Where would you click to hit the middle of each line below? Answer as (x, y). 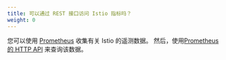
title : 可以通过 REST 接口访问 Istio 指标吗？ (70, 13)
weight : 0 (22, 20)
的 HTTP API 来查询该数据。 (47, 49)
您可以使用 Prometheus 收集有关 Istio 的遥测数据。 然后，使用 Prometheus (113, 40)
